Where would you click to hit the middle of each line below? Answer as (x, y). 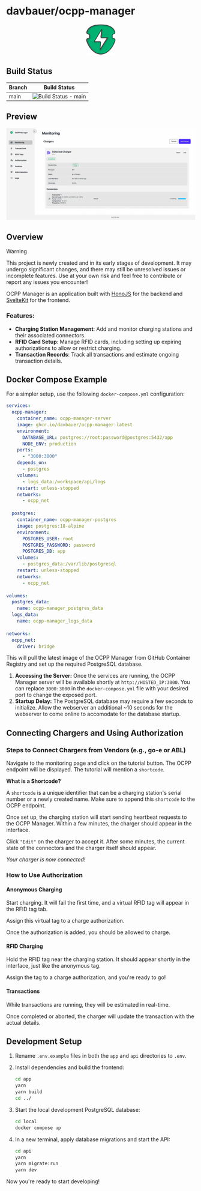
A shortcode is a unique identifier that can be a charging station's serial (94, 793)
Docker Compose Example (57, 379)
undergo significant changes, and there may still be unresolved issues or (96, 270)
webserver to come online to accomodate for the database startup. (98, 714)
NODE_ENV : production (49, 444)
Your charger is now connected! (46, 860)
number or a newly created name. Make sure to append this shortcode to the (101, 799)
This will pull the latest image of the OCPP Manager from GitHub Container (98, 658)
